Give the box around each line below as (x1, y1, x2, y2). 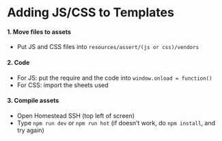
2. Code (7, 58, 30, 66)
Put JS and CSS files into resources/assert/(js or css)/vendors (16, 43, 199, 51)
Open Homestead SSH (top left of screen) (16, 111, 135, 120)
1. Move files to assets (7, 27, 72, 35)
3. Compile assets (7, 97, 59, 105)
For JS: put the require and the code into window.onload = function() (16, 74, 213, 82)
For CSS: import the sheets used (16, 80, 109, 89)
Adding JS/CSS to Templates (7, 5, 174, 20)
